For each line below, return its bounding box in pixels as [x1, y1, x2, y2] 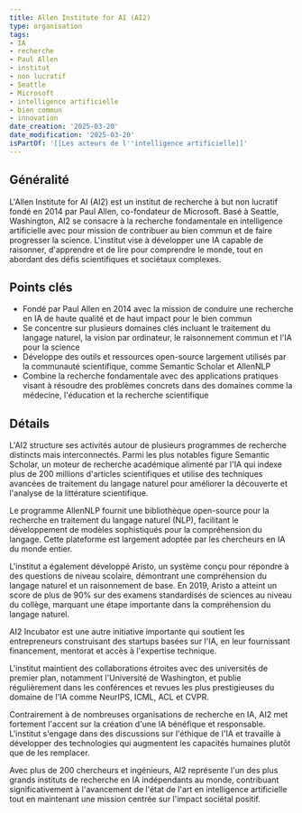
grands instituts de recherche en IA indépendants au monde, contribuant [9, 774, 279, 785]
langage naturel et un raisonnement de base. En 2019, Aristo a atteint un [9, 580, 278, 591]
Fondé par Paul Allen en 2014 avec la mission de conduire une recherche [22, 304, 294, 315]
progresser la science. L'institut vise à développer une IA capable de [9, 234, 264, 245]
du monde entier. [9, 544, 73, 554]
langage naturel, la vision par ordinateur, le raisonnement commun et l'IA [22, 333, 293, 343]
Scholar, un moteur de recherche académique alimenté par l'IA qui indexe [9, 459, 282, 470]
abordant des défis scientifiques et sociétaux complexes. [9, 253, 222, 264]
